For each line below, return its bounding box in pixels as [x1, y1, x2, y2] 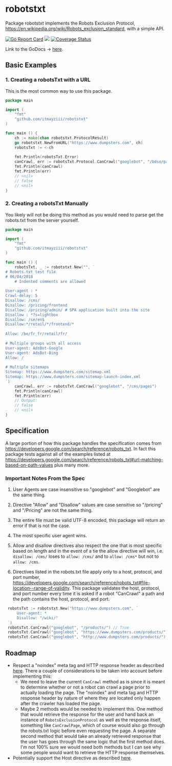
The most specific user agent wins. [12, 533, 87, 539]
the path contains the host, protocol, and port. [12, 596, 110, 602]
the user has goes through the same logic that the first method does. [20, 738, 165, 744]
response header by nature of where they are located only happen [20, 695, 161, 701]
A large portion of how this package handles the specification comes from [5, 440, 162, 446]
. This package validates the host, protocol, [69, 585, 160, 591]
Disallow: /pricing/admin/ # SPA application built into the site [5, 307, 150, 313]
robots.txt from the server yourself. [5, 217, 79, 223]
